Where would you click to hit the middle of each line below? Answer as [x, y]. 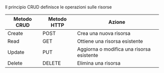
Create [15, 33]
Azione [117, 22]
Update [16, 52]
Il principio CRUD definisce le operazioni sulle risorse [59, 7]
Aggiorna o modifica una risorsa [114, 49]
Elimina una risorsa [99, 63]
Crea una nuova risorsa [104, 33]
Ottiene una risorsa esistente [110, 41]
